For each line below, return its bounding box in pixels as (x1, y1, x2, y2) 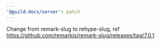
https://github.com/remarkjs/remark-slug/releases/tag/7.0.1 (6, 31, 154, 39)
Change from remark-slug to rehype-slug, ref (6, 25, 120, 32)
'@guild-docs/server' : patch (6, 8, 80, 15)
